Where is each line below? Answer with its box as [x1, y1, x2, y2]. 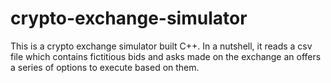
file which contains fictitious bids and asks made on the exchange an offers [10, 50, 322, 62]
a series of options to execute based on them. [10, 61, 200, 73]
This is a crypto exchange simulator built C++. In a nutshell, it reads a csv [10, 40, 313, 52]
